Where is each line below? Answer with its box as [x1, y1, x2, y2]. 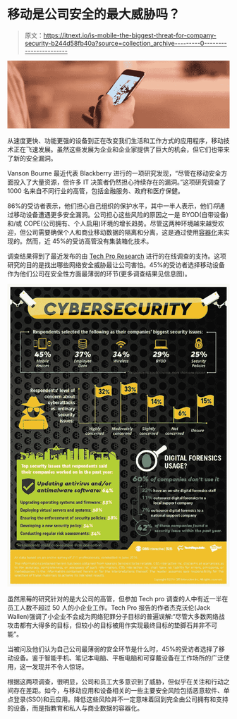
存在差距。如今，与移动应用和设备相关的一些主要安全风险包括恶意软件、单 [13, 686, 230, 694]
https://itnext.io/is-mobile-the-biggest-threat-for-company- [43, 31, 217, 39]
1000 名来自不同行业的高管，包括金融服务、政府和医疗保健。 [7, 186, 185, 195]
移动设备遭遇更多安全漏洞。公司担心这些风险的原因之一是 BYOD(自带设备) [13, 210, 229, 219]
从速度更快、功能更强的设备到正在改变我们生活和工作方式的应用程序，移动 [7, 136, 224, 145]
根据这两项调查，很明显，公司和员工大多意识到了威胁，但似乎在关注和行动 [7, 677, 224, 686]
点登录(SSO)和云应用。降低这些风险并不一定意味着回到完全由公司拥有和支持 [7, 695, 229, 703]
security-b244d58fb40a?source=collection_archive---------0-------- [24, 39, 227, 47]
